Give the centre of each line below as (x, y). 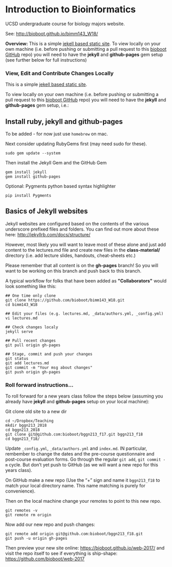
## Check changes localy (32, 327)
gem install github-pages (33, 177)
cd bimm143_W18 (21, 305)
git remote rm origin (28, 515)
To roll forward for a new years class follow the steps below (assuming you (84, 396)
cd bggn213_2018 (23, 430)
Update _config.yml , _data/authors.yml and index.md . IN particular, (76, 448)
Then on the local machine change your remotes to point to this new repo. (83, 501)
